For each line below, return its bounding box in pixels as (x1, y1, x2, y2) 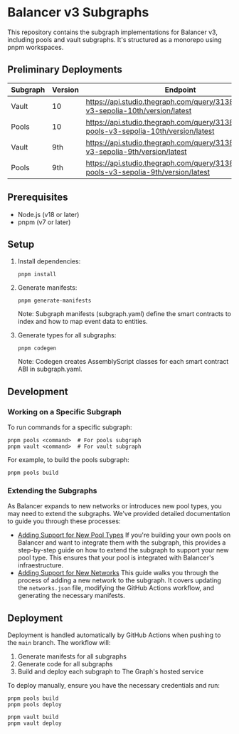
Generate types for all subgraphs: (17, 331, 117, 340)
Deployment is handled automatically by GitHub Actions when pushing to (7, 631, 221, 639)
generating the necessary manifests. (17, 592, 126, 600)
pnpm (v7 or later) (17, 218, 71, 226)
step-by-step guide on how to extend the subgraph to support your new (17, 546, 229, 555)
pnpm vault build (7, 713, 59, 721)
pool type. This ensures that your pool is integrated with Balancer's (17, 553, 215, 562)
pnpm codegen (17, 345, 57, 352)
